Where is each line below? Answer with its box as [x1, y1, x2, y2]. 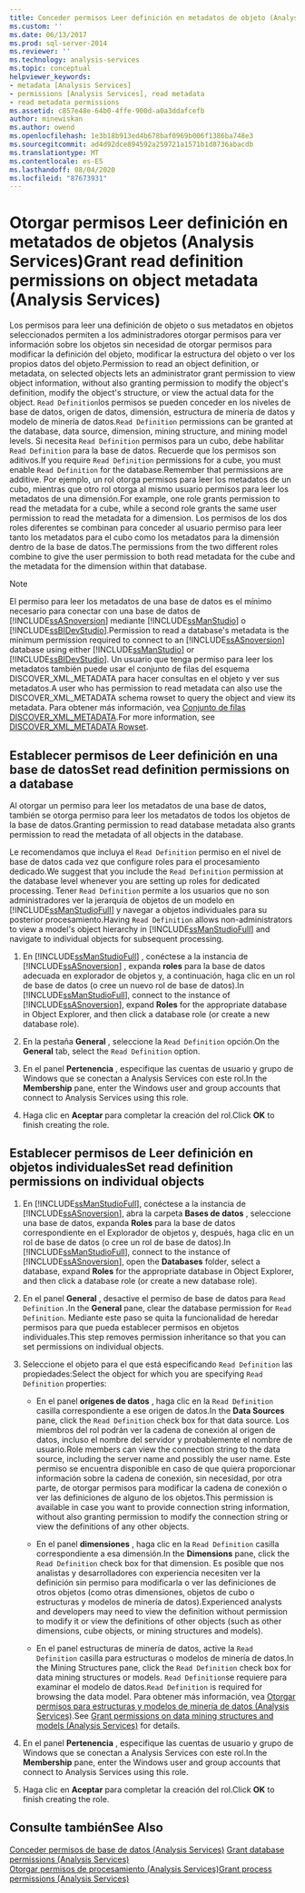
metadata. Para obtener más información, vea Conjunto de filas [9, 702, 247, 713]
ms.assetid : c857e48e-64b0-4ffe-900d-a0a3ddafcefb [9, 106, 205, 115]
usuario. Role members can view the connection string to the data [35, 1444, 280, 1455]
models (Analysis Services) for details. [35, 1720, 181, 1731]
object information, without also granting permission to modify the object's [9, 378, 289, 388]
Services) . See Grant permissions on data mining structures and [35, 1710, 274, 1721]
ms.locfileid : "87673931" [9, 173, 107, 182]
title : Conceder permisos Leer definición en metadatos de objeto [9, 13, 266, 23]
